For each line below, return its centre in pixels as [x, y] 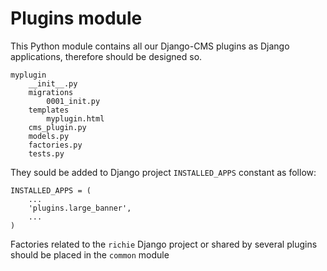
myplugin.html [75, 118]
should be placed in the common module [90, 254]
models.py [49, 136]
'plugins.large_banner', [80, 208]
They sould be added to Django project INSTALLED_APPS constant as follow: [163, 172]
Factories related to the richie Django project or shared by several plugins [164, 244]
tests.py [46, 153]
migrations [51, 92]
